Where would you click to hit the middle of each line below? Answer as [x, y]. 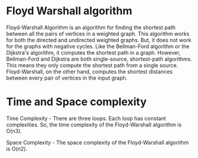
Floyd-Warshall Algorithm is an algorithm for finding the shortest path [91, 27]
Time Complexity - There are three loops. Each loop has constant [86, 118]
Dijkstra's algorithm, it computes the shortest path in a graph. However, [93, 52]
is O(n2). [17, 148]
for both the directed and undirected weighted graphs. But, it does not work [99, 40]
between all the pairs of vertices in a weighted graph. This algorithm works [98, 33]
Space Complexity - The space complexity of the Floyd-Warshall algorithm [98, 142]
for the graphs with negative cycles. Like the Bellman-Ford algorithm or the [98, 46]
